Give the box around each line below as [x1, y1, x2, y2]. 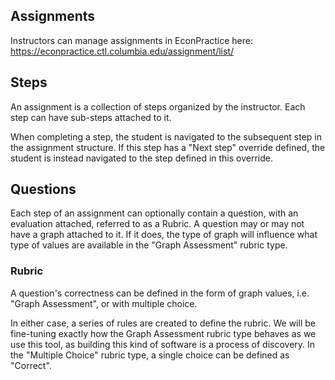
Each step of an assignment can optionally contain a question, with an [10, 207, 299, 219]
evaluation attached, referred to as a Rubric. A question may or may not [10, 218, 305, 230]
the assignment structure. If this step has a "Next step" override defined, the [10, 141, 326, 153]
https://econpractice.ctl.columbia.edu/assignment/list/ [10, 45, 234, 57]
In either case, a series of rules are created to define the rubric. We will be [10, 317, 316, 329]
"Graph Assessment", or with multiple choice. [10, 297, 198, 309]
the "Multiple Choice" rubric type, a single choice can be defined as [10, 349, 290, 361]
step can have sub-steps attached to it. [10, 111, 172, 123]
